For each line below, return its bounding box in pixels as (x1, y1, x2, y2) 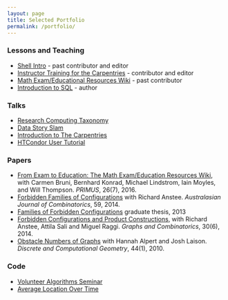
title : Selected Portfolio (7, 17, 85, 23)
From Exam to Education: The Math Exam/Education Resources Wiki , (17, 171, 213, 179)
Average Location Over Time (17, 284, 99, 293)
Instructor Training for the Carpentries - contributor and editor (17, 68, 194, 77)
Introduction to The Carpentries (17, 130, 107, 139)
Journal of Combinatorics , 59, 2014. (17, 201, 120, 209)
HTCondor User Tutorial (17, 138, 86, 146)
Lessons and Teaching (7, 46, 85, 55)
